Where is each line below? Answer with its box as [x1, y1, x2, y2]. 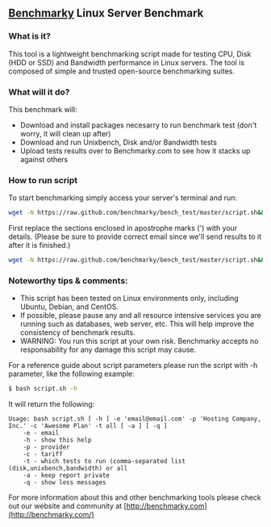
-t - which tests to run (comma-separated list [23, 458, 186, 466]
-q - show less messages [23, 479, 106, 487]
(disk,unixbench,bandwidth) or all [8, 464, 128, 473]
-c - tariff [23, 450, 63, 458]
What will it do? [8, 86, 70, 98]
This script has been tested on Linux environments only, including [19, 294, 239, 303]
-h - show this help [23, 436, 92, 445]
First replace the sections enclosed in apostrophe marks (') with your [8, 224, 238, 233]
